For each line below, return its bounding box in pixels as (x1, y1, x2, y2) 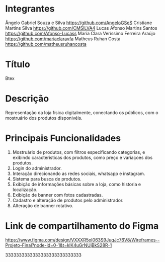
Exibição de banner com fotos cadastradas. (12, 192, 103, 198)
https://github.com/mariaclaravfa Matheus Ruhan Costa (5, 36, 121, 42)
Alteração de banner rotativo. (12, 202, 74, 209)
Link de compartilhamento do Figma (5, 220, 159, 231)
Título (5, 59, 30, 70)
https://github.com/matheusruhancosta (5, 41, 87, 47)
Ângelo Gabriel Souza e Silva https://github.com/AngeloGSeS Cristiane (5, 20, 152, 26)
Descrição (5, 93, 49, 105)
